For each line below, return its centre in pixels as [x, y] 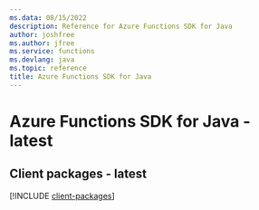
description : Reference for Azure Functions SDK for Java [121, 26]
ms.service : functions [52, 52]
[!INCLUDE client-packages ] [62, 196]
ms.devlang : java [42, 60]
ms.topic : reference [48, 69]
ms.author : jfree [42, 43]
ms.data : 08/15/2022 [48, 18]
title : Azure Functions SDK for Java [81, 77]
